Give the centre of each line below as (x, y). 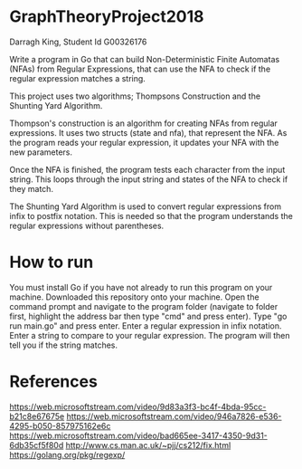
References (53, 382)
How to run (52, 262)
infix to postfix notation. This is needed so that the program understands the (151, 215)
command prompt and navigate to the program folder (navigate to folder (144, 306)
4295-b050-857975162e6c (60, 426)
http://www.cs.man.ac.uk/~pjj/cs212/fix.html (148, 445)
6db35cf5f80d (37, 445)
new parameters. (41, 152)
